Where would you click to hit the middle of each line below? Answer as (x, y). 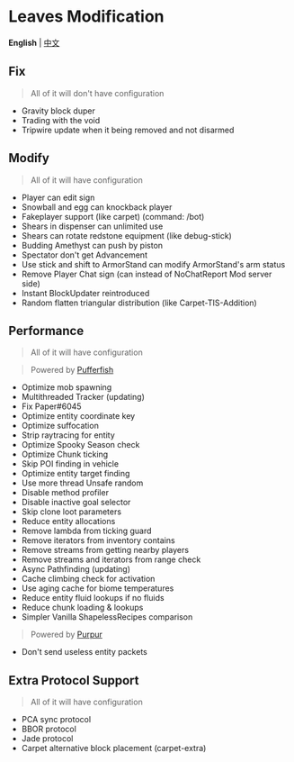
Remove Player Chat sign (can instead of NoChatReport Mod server (147, 274)
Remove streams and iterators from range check (111, 559)
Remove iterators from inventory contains (98, 540)
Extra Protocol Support (74, 680)
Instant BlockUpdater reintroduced (85, 293)
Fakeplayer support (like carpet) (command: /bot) (113, 216)
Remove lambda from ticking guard (86, 531)
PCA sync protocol (56, 720)
